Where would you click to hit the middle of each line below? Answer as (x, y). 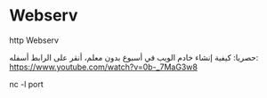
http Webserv (34, 40)
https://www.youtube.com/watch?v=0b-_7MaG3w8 (104, 67)
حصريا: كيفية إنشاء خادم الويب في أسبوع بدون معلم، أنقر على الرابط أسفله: (134, 57)
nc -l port (27, 84)
